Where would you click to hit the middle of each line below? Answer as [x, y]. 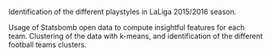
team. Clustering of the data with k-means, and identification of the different [136, 36]
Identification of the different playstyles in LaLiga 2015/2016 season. [123, 12]
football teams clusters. [47, 45]
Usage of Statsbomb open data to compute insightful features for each [127, 27]
